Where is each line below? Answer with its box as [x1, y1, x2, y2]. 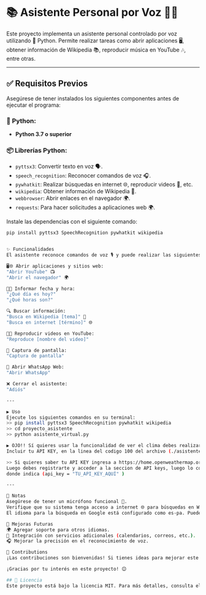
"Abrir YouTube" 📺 [6, 269, 55, 275]
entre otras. [6, 55, 36, 62]
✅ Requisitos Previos [6, 79, 88, 89]
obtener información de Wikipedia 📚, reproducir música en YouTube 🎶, [6, 46, 186, 53]
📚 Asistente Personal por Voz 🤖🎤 [6, 6, 178, 20]
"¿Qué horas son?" [6, 297, 53, 303]
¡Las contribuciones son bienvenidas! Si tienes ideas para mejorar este [6, 555, 199, 561]
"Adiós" [6, 386, 26, 393]
